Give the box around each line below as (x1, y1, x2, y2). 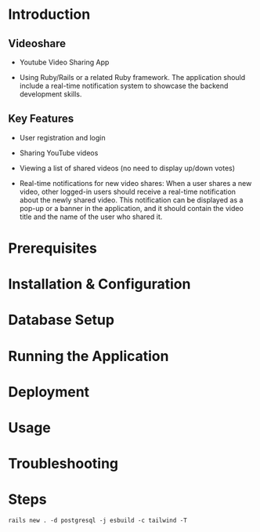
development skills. (19, 89, 82, 99)
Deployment (8, 383, 90, 401)
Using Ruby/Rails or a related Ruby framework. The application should (19, 73, 246, 82)
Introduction (8, 5, 91, 24)
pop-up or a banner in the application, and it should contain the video (19, 203, 244, 213)
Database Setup (8, 312, 115, 329)
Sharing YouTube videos (19, 148, 99, 158)
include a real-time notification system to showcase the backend (19, 81, 229, 90)
